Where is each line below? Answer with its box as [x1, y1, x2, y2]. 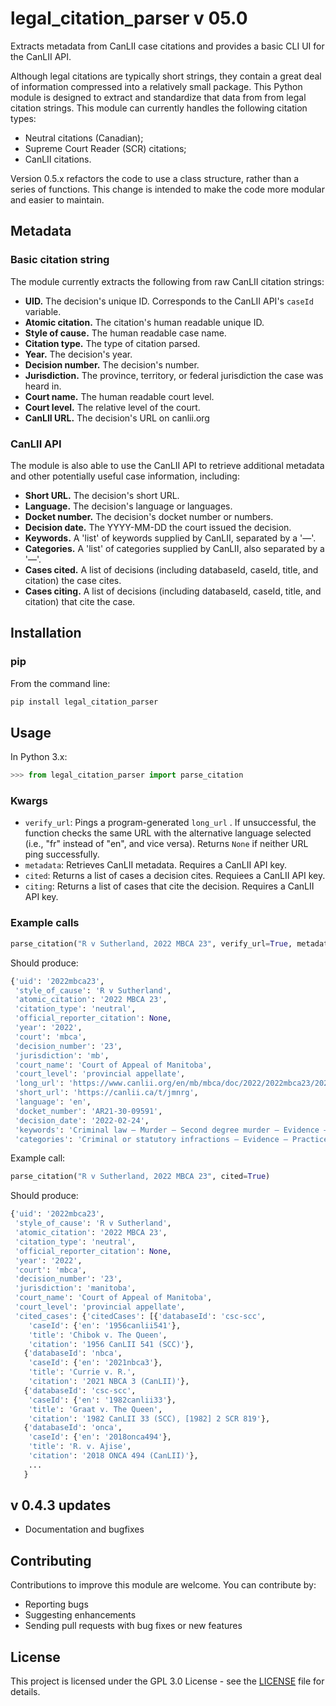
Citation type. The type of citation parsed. [24, 337, 201, 349]
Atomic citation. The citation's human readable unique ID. [24, 316, 265, 328]
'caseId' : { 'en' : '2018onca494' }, [28, 1432, 172, 1442]
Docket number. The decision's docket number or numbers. [24, 510, 274, 522]
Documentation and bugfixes [24, 1523, 145, 1536]
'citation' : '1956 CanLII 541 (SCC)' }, [28, 1339, 195, 1349]
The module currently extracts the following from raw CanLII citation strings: [10, 275, 325, 287]
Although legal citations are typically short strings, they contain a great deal [10, 70, 322, 82]
